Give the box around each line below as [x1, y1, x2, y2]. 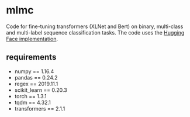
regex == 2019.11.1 [14, 80, 58, 87]
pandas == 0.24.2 [14, 74, 58, 81]
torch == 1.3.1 [14, 92, 47, 99]
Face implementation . [6, 35, 58, 42]
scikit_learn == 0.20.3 [14, 86, 67, 94]
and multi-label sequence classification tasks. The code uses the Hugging [6, 29, 185, 36]
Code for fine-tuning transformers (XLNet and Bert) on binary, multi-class [6, 23, 184, 30]
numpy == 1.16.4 [14, 68, 54, 75]
